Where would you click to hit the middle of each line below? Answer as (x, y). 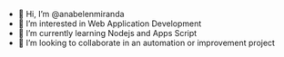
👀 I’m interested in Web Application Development (110, 24)
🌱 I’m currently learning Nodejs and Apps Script (107, 33)
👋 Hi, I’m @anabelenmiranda (71, 14)
